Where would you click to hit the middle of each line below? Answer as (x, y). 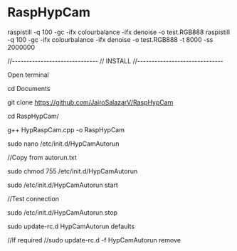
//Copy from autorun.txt (42, 157)
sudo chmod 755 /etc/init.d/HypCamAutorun (73, 171)
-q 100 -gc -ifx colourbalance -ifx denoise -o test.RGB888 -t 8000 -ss (110, 39)
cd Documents (29, 88)
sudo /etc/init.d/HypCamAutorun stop (63, 212)
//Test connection (33, 198)
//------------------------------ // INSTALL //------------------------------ (116, 60)
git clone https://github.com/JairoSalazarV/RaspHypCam (90, 102)
